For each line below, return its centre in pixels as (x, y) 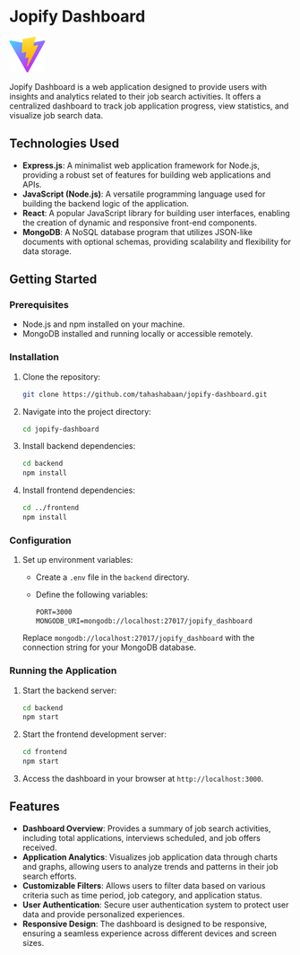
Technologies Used (64, 144)
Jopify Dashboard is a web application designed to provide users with (138, 86)
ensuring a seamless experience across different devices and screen (150, 933)
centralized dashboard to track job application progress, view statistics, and (149, 106)
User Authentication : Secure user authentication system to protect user (155, 905)
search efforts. (49, 876)
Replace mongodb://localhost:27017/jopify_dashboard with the (138, 638)
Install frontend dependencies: (79, 490)
